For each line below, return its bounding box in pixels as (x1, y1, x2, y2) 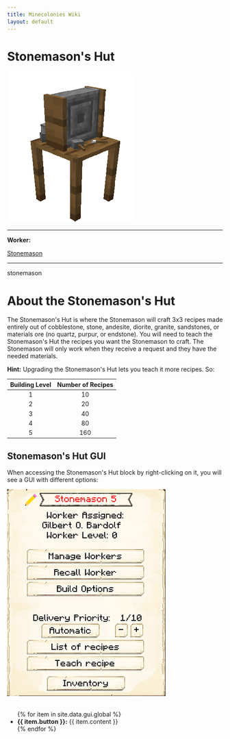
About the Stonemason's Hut (7, 293, 176, 308)
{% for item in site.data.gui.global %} (16, 710, 122, 718)
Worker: (7, 236, 31, 245)
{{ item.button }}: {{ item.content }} (16, 718, 118, 726)
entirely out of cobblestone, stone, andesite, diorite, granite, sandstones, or (7, 323, 220, 331)
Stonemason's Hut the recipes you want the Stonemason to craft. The (7, 338, 204, 346)
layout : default (7, 18, 53, 25)
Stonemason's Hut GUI (7, 451, 106, 462)
